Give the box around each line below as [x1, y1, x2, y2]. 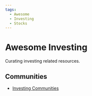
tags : [5, 7, 16, 12]
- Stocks [9, 21, 28, 26]
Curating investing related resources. [5, 58, 80, 64]
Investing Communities [12, 85, 59, 91]
